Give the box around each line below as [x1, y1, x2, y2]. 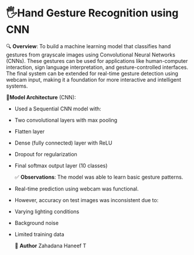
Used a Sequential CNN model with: [14, 105, 101, 112]
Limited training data [14, 230, 64, 237]
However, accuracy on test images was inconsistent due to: [14, 196, 159, 203]
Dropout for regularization [14, 150, 77, 157]
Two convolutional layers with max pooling [14, 116, 118, 123]
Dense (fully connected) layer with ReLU [14, 139, 113, 146]
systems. [6, 82, 28, 89]
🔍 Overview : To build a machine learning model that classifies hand [6, 42, 171, 49]
